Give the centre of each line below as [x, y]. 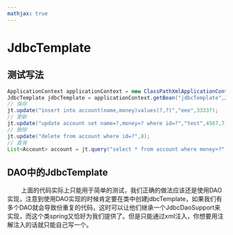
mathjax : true [28, 13]
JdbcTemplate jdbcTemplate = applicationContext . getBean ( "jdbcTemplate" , [116, 97]
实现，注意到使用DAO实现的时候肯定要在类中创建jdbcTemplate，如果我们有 [115, 199]
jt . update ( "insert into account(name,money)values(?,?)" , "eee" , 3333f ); [113, 111]
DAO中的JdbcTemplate [58, 172]
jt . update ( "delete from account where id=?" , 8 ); [79, 136]
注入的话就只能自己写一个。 [52, 225]
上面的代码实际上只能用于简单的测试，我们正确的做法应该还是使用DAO [121, 190]
